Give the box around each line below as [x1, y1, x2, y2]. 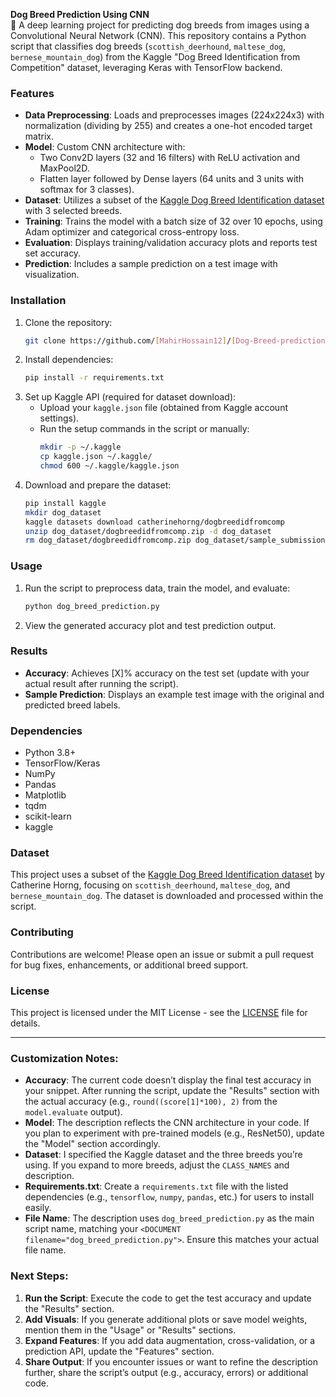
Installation [10, 294, 67, 308]
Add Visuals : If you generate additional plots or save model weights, [24, 1313, 308, 1325]
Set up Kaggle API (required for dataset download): [24, 391, 237, 403]
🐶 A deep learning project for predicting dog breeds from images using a [10, 19, 310, 31]
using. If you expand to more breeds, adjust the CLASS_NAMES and [24, 1159, 290, 1171]
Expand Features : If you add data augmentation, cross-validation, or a [24, 1334, 316, 1346]
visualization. [24, 269, 80, 281]
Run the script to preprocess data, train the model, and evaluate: [24, 582, 291, 594]
